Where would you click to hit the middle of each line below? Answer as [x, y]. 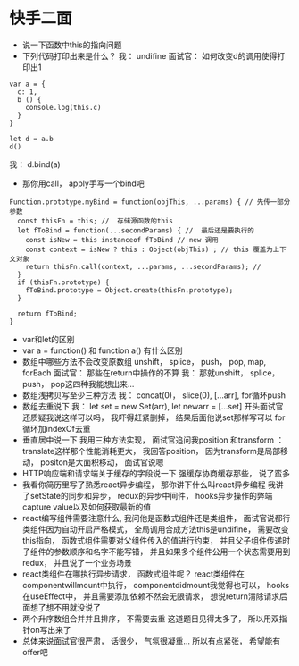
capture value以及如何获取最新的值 [87, 507]
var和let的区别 [48, 339]
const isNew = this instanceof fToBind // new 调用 [122, 240]
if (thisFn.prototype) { [63, 282]
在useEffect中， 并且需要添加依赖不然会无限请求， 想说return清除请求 [150, 596]
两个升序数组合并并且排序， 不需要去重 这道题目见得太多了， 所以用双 [150, 619]
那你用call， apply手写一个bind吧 [83, 183]
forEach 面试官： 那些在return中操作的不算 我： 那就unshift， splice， [151, 373]
